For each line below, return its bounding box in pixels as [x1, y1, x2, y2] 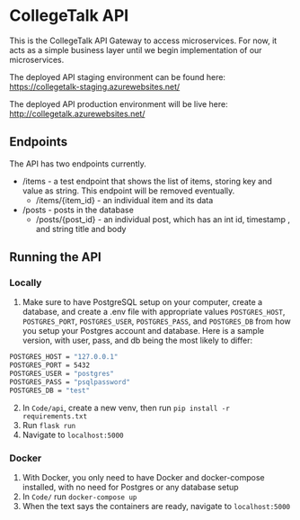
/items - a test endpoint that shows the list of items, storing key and [22, 175, 272, 186]
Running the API [9, 249, 101, 265]
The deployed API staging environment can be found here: [9, 71, 226, 82]
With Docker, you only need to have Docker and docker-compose [22, 472, 265, 483]
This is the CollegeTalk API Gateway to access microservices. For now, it [9, 35, 278, 46]
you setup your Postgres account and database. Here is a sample [22, 326, 265, 336]
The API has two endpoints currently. [9, 158, 146, 169]
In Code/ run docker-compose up [22, 491, 137, 502]
